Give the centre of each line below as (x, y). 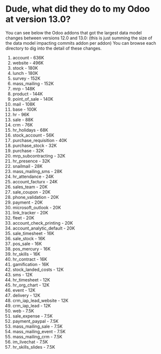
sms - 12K (23, 274)
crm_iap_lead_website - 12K (40, 301)
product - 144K (28, 94)
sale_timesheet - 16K (33, 233)
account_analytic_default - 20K (44, 228)
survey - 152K (26, 78)
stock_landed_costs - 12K (38, 269)
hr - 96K (21, 114)
